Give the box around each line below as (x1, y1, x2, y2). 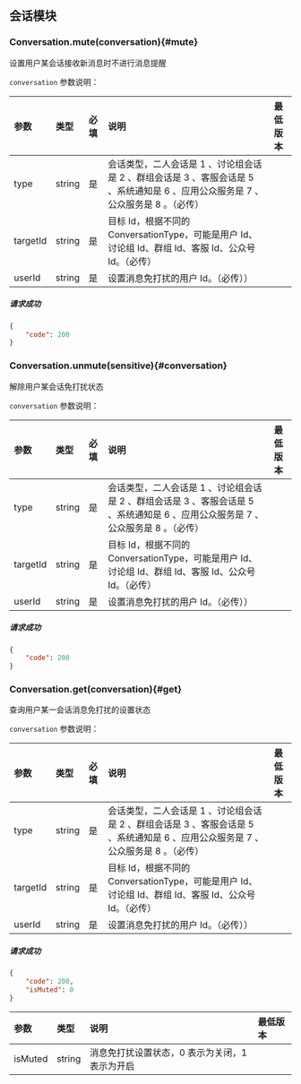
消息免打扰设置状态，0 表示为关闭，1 (89, 1046, 248, 1059)
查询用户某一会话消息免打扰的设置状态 (9, 704, 150, 715)
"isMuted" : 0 (25, 985, 74, 994)
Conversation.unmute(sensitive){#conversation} (9, 359, 228, 372)
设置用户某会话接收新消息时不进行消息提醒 (9, 57, 167, 68)
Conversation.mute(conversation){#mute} (9, 36, 199, 48)
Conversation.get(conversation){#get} (9, 684, 182, 696)
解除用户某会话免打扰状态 (9, 381, 104, 391)
